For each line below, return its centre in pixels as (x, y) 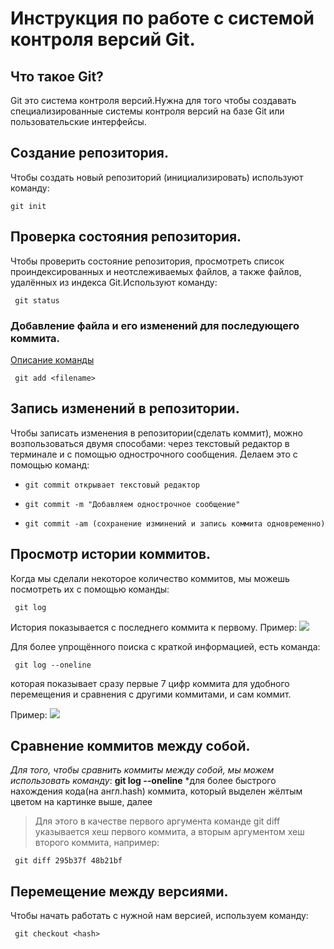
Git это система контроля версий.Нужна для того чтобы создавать (153, 100)
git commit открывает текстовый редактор (112, 485)
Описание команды (52, 359)
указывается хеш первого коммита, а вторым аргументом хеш (169, 832)
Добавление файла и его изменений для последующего (155, 325)
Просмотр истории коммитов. (111, 554)
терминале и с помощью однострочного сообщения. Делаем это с (154, 454)
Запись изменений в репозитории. (125, 408)
